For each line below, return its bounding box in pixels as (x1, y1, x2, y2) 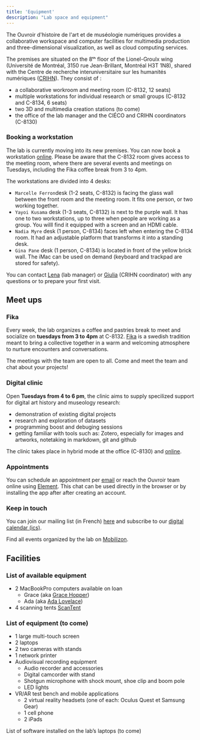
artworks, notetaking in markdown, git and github (14, 436, 137, 443)
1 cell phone (23, 709, 54, 717)
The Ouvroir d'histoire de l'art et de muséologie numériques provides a (6, 31, 181, 38)
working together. (14, 202, 59, 209)
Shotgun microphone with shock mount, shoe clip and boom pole (23, 677, 185, 685)
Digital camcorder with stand (23, 671, 95, 678)
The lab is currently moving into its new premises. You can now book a (6, 147, 181, 154)
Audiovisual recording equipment (14, 658, 97, 665)
